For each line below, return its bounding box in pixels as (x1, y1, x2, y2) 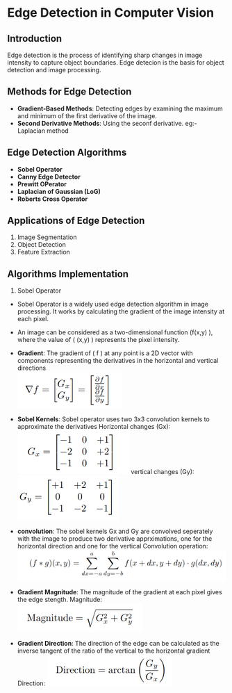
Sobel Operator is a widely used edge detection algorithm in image (17, 300, 208, 309)
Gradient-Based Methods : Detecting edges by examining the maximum (17, 104, 224, 113)
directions (17, 364, 47, 373)
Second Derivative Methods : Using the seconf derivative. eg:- (17, 119, 197, 127)
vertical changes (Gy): (131, 468, 194, 476)
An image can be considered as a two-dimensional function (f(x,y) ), (17, 328, 213, 336)
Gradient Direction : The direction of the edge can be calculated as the (17, 639, 220, 648)
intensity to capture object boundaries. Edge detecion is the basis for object (7, 58, 224, 67)
